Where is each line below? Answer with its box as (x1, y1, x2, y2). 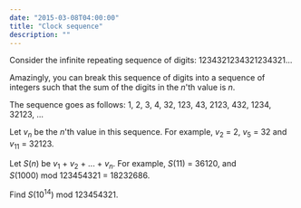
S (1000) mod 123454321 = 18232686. (9, 169, 150, 181)
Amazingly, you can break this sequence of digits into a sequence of (9, 72, 266, 83)
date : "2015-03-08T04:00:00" (9, 13, 120, 23)
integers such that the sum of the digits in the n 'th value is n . (9, 82, 236, 93)
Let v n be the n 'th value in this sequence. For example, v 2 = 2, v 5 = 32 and (9, 127, 287, 140)
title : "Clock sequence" (9, 22, 103, 31)
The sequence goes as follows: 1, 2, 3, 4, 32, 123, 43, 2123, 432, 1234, (9, 99, 272, 110)
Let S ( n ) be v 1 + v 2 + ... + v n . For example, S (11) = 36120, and (9, 157, 238, 171)
